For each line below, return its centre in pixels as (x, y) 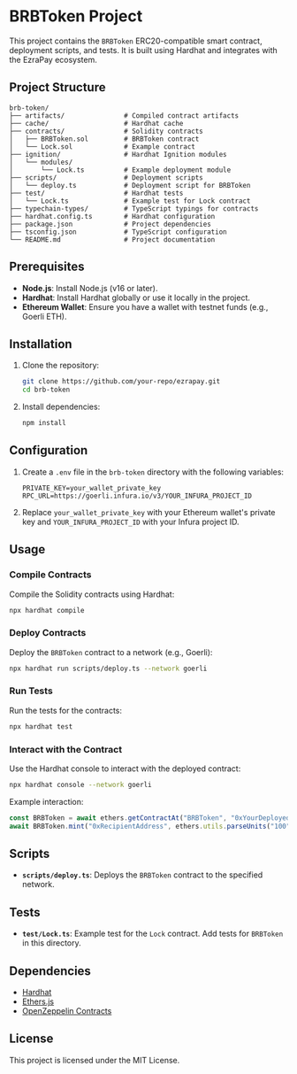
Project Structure (57, 87)
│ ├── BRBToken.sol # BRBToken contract (104, 139)
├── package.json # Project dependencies (110, 224)
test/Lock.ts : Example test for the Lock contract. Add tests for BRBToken (152, 934)
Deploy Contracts (48, 633)
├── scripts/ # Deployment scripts (106, 178)
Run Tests (31, 691)
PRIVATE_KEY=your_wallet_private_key (91, 488)
